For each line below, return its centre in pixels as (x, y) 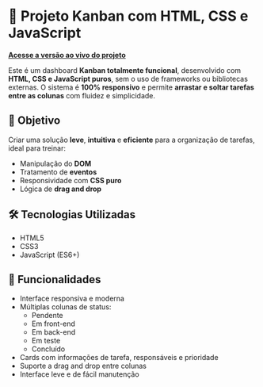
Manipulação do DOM (55, 163)
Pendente (47, 316)
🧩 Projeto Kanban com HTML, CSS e (128, 16)
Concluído (48, 349)
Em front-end (53, 324)
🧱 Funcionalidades (55, 280)
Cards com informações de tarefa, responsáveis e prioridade (119, 358)
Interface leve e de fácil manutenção (80, 374)
